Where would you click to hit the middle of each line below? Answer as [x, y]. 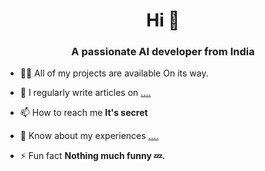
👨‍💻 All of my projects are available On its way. [114, 73]
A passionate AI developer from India [163, 52]
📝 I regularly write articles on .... [85, 93]
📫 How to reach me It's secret [83, 113]
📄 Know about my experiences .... [89, 136]
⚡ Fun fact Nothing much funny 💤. [92, 156]
